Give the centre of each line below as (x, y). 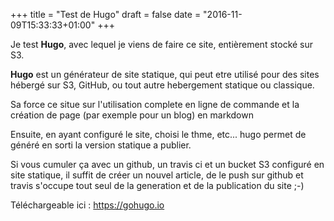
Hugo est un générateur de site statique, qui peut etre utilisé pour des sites (165, 74)
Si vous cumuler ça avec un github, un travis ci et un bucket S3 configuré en (167, 164)
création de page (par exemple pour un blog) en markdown (132, 115)
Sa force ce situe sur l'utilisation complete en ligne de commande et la (155, 104)
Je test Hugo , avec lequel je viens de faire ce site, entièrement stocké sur (162, 44)
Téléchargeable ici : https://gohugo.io (87, 205)
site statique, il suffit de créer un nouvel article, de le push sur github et (157, 175)
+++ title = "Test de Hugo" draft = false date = (106, 14)
